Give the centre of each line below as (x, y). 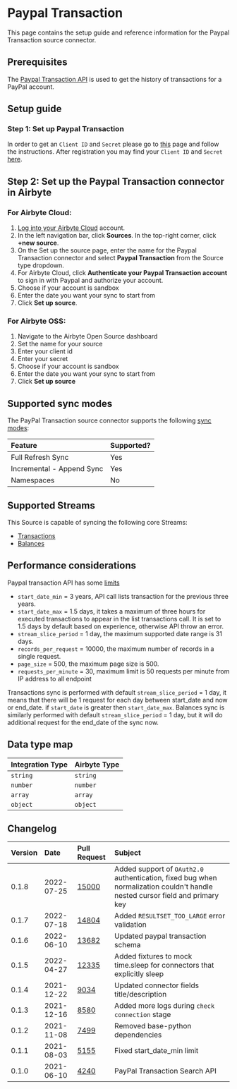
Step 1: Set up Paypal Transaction (66, 129)
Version (24, 853)
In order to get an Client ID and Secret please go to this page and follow (113, 144)
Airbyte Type (97, 765)
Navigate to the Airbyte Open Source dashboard (87, 336)
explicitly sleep (139, 974)
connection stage (142, 1015)
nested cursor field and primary (166, 896)
